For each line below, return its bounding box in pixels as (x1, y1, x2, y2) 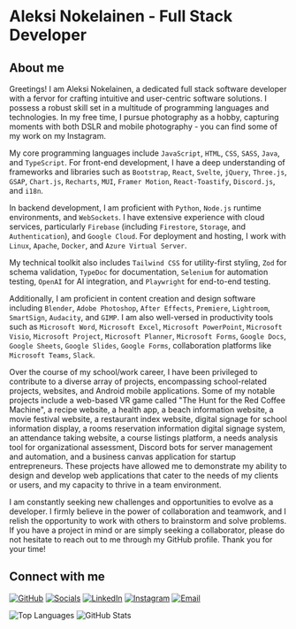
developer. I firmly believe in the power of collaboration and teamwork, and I (9, 506, 287, 517)
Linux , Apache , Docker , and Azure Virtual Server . (9, 241, 187, 250)
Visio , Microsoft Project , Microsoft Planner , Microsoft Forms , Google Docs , (9, 331, 287, 341)
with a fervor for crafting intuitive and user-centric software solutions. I (9, 93, 267, 104)
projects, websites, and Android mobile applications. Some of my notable (9, 386, 276, 395)
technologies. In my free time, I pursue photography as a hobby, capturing (9, 112, 280, 122)
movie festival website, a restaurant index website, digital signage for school (9, 414, 287, 424)
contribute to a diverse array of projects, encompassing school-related (9, 376, 267, 387)
